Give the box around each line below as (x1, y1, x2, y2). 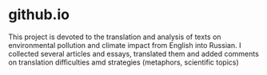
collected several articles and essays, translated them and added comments (8, 49, 260, 58)
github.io (8, 6, 70, 24)
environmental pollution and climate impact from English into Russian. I (8, 40, 241, 49)
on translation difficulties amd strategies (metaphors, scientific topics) (8, 57, 240, 67)
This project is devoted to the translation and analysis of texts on (8, 32, 221, 41)
